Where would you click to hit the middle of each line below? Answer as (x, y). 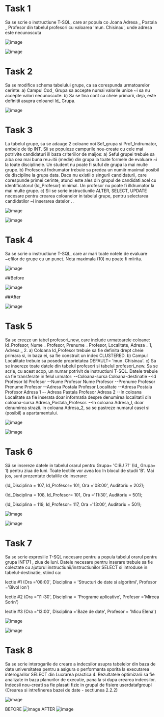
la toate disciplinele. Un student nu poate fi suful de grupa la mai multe (77, 165)
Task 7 (19, 543)
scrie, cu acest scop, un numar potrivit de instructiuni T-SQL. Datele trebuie (82, 371)
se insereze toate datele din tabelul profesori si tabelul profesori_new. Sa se (82, 366)
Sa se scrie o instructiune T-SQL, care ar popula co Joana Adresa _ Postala (81, 22)
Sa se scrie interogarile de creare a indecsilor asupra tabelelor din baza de (80, 664)
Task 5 (19, 326)
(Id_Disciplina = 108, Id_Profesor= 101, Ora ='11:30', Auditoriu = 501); (74, 495)
